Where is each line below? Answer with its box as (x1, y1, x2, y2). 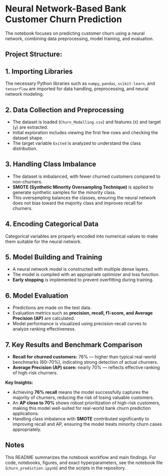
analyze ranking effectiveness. (12, 326, 76, 332)
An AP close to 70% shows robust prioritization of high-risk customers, (12, 400, 160, 406)
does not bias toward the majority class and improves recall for (12, 200, 143, 206)
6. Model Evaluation (5, 291, 69, 300)
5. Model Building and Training (5, 253, 102, 261)
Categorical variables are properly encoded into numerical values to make (5, 233, 158, 239)
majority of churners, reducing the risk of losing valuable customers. (12, 394, 154, 401)
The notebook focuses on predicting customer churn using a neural (5, 30, 145, 36)
